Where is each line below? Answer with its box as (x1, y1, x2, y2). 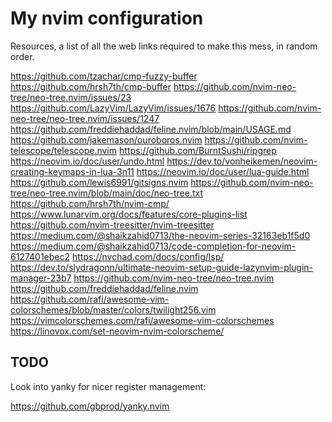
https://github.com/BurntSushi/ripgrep (118, 144, 277, 156)
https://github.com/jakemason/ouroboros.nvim (10, 133, 203, 146)
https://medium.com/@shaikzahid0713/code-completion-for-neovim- (10, 240, 297, 252)
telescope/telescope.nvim (10, 144, 118, 156)
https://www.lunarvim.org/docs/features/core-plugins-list (10, 208, 248, 220)
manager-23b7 (10, 272, 72, 284)
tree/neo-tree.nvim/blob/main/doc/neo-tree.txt (10, 187, 203, 199)
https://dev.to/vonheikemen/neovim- (166, 155, 318, 167)
